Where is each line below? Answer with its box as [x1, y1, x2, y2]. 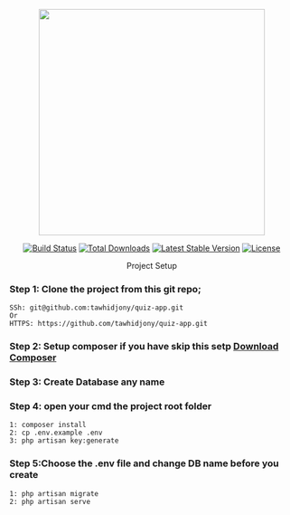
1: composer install [9, 421, 88, 430]
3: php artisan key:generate [9, 436, 119, 445]
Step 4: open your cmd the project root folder [9, 400, 212, 413]
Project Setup [126, 261, 178, 271]
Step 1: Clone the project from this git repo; [9, 282, 201, 295]
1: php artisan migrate [9, 489, 99, 498]
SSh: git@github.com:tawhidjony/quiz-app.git [9, 303, 183, 312]
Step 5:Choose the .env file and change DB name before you [9, 457, 279, 470]
